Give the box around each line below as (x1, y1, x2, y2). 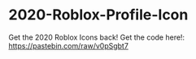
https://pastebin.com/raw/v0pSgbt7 (8, 40, 128, 50)
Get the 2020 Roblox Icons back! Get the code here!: (8, 32, 185, 42)
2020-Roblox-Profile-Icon (8, 6, 189, 24)
